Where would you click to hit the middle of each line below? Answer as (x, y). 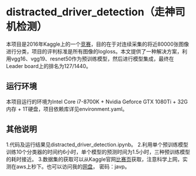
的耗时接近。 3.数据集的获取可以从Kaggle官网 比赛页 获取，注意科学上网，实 (97, 159)
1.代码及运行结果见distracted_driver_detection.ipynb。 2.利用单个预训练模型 (97, 144)
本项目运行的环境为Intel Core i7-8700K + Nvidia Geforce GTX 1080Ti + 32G (97, 101)
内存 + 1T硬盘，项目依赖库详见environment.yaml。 (67, 109)
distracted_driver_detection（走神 (91, 12)
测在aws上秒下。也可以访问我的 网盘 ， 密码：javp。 (68, 166)
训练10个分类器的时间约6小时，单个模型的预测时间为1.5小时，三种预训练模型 (98, 152)
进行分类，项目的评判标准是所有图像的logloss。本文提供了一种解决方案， (94, 51)
